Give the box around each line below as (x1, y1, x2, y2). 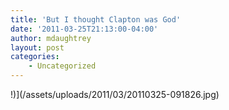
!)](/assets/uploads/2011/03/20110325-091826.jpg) (10, 89, 220, 100)
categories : (10, 52, 60, 62)
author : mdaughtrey (10, 33, 92, 43)
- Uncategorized (28, 61, 97, 71)
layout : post (10, 42, 65, 53)
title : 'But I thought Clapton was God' (10, 14, 182, 25)
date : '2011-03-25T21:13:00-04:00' (10, 24, 159, 34)
